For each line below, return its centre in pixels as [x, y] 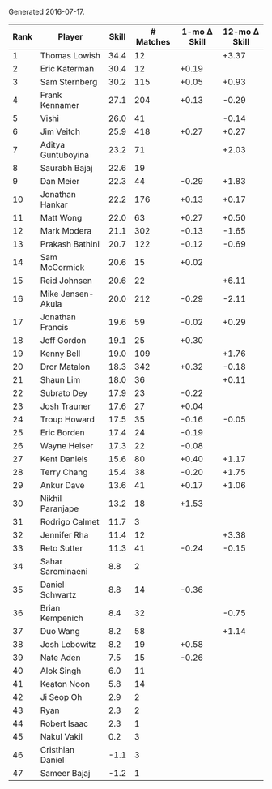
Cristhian [57, 750]
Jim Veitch [60, 131]
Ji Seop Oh [61, 697]
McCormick [62, 267]
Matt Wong [61, 218]
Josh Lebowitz [68, 644]
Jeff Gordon [63, 340]
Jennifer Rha [64, 535]
